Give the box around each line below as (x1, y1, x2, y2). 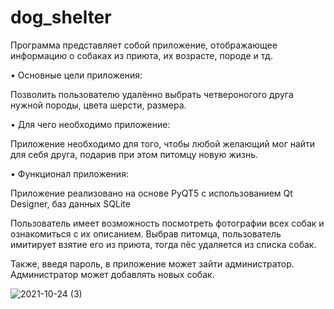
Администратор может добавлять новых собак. (10, 268, 215, 280)
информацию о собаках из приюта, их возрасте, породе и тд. (10, 49, 273, 61)
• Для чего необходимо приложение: (10, 118, 171, 130)
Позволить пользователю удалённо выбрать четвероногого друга (10, 88, 294, 100)
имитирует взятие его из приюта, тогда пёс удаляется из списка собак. (10, 238, 317, 250)
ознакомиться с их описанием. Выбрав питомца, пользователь (10, 227, 282, 240)
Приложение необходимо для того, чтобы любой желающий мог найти (10, 137, 316, 150)
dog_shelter (10, 6, 112, 29)
